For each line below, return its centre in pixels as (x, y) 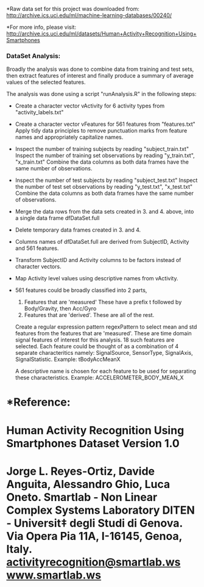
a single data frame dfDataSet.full (57, 218)
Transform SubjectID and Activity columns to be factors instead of (98, 260)
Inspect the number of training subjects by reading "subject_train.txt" (102, 149)
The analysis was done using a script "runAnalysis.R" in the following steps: (101, 94)
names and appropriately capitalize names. (69, 137)
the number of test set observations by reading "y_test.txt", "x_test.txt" (104, 187)
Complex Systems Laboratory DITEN (100, 510)
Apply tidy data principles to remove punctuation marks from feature (101, 131)
